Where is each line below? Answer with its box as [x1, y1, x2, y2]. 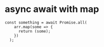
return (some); [18, 28, 51, 33]
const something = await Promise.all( [5, 20, 87, 25]
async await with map [5, 3, 99, 15]
